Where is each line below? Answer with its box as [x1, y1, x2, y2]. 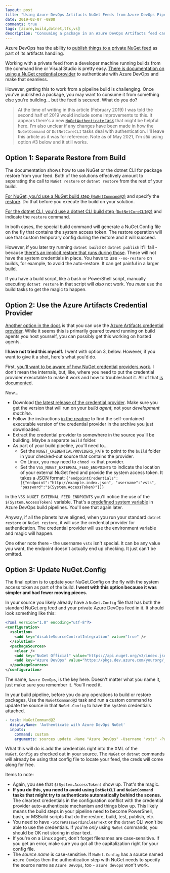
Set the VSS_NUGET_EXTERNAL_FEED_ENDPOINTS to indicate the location [20, 464, 160, 470]
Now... [5, 389, 19, 395]
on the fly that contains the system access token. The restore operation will [5, 229, 162, 235]
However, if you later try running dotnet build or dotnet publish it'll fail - [5, 244, 158, 250]
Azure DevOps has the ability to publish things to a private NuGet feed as [5, 45, 158, 51]
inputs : [10, 727, 26, 732]
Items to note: [5, 772, 34, 778]
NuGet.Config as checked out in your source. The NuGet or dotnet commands [5, 751, 165, 757]
